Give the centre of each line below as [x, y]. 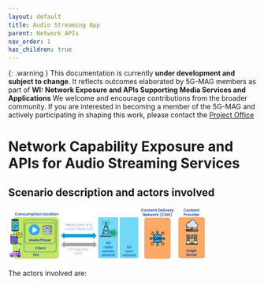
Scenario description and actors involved [112, 192]
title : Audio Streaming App [54, 25]
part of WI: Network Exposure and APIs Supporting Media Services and [127, 90]
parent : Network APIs [44, 33]
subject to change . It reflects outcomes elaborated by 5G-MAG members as [132, 82]
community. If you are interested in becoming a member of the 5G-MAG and [132, 107]
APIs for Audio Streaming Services [124, 163]
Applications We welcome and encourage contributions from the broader [128, 98]
